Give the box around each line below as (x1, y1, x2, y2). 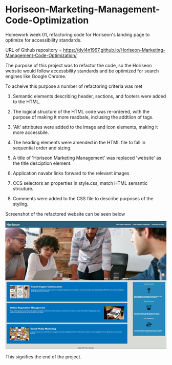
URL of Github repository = (5, 47, 62, 53)
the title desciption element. (12, 160, 72, 166)
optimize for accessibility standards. (5, 37, 82, 43)
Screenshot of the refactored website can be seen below (5, 210, 125, 217)
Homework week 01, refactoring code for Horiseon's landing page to (5, 31, 150, 37)
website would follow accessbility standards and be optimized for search (5, 68, 159, 74)
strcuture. (12, 185, 34, 191)
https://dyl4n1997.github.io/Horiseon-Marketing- (63, 47, 165, 53)
